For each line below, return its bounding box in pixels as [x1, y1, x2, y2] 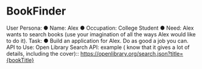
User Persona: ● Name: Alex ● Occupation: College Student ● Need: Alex [6, 24, 194, 31]
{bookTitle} [6, 56, 35, 64]
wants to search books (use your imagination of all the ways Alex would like [6, 30, 196, 38]
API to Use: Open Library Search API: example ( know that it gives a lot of [6, 44, 190, 51]
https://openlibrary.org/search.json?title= [80, 50, 184, 57]
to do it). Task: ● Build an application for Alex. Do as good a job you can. [6, 37, 189, 44]
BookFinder [6, 4, 66, 18]
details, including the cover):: [6, 50, 79, 57]
